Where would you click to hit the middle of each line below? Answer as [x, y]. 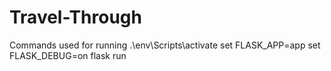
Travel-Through [75, 17]
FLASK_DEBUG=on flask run [68, 55]
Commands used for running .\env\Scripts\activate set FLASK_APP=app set [165, 45]
